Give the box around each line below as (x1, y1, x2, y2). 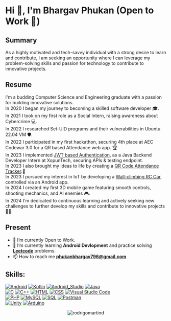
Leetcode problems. (12, 247, 56, 254)
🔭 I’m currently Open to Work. (12, 237, 76, 243)
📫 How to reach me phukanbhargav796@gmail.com (12, 253, 127, 260)
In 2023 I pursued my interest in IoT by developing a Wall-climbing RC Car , (5, 173, 162, 179)
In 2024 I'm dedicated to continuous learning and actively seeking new (5, 197, 155, 203)
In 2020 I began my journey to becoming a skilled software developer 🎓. (5, 105, 159, 111)
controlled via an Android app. (5, 179, 69, 185)
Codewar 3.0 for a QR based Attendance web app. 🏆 (5, 144, 117, 150)
